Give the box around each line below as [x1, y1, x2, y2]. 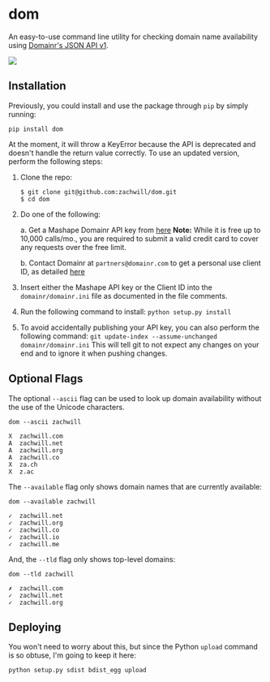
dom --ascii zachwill [8, 417, 82, 426]
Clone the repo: [19, 172, 73, 182]
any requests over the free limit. [19, 242, 127, 252]
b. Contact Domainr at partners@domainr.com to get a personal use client [19, 257, 261, 268]
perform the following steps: [8, 156, 103, 166]
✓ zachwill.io [8, 533, 60, 541]
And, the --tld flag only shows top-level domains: [8, 554, 176, 564]
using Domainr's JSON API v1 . [8, 40, 109, 50]
